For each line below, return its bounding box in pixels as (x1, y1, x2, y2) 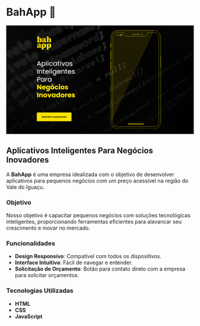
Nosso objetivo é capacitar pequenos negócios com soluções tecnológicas (6, 211, 190, 219)
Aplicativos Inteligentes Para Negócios (6, 146, 154, 156)
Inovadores (6, 155, 49, 165)
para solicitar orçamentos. (14, 272, 79, 279)
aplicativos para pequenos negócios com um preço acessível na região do (6, 177, 189, 184)
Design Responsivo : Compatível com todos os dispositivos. (14, 253, 162, 260)
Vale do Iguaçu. (6, 183, 45, 190)
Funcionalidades (6, 239, 55, 247)
